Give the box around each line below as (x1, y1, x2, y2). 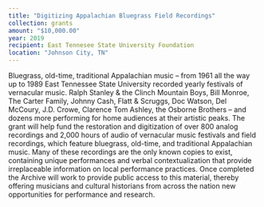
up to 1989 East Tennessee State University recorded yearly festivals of (8, 79, 243, 89)
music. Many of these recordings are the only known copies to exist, (8, 147, 233, 157)
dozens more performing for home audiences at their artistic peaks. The (8, 113, 246, 122)
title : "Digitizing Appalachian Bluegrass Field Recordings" (8, 11, 216, 20)
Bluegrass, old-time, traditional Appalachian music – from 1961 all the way (8, 71, 250, 80)
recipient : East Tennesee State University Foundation (8, 42, 195, 50)
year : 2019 (8, 34, 45, 42)
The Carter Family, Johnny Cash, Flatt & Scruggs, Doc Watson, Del (8, 97, 227, 105)
